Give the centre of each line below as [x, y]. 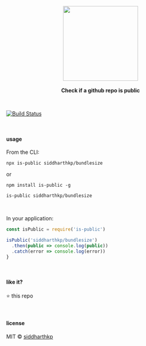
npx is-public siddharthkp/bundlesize [54, 163]
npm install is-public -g [38, 186]
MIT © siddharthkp [30, 336]
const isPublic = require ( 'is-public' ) [56, 230]
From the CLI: [23, 152]
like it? [14, 282]
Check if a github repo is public [101, 90]
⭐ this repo [20, 296]
